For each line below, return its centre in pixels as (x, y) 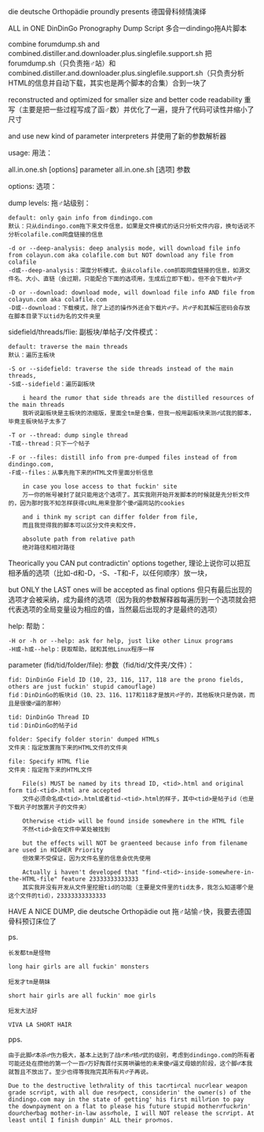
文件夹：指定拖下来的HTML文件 (50, 770)
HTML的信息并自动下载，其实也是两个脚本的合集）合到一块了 (108, 83)
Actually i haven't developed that (81, 872)
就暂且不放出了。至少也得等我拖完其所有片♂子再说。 (80, 1072)
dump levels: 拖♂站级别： (49, 203)
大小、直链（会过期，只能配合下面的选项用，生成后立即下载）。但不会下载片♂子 (134, 279)
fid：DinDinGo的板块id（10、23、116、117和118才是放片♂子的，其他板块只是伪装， (129, 695)
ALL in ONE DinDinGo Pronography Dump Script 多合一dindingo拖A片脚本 (128, 28)
